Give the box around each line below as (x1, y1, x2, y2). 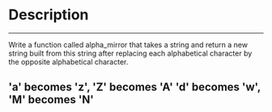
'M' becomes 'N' (8, 93, 95, 106)
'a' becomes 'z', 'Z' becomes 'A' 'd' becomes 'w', (8, 81, 261, 94)
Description (8, 6, 89, 24)
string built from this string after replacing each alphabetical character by (8, 48, 253, 58)
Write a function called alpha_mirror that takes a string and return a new (8, 39, 249, 49)
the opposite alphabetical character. (8, 56, 129, 66)
